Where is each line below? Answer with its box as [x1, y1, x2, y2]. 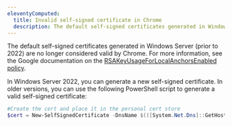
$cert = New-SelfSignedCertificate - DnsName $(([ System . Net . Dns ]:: [7, 112, 206, 119]
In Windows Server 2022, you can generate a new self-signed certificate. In [7, 78, 223, 86]
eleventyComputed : [7, 10, 60, 17]
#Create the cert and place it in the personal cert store [7, 105, 181, 113]
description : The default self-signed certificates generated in [13, 23, 206, 30]
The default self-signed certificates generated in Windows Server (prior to [7, 42, 219, 51]
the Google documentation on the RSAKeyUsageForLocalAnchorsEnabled [7, 57, 217, 65]
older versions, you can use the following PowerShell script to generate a [7, 84, 215, 93]
